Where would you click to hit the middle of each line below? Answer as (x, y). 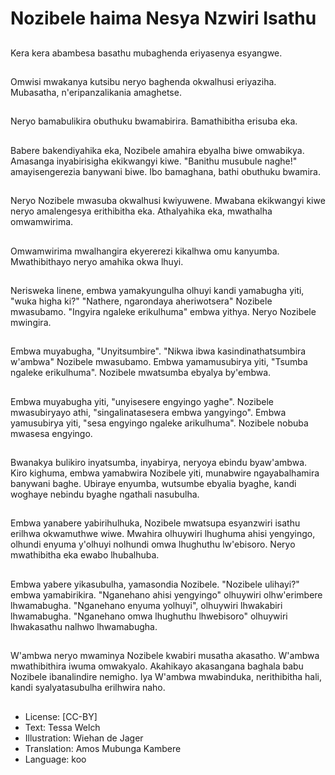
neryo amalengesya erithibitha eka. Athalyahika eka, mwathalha (141, 211)
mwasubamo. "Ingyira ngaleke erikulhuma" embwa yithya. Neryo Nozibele (163, 311)
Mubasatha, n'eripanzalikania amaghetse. (96, 92)
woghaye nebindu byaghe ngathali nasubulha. (105, 494)
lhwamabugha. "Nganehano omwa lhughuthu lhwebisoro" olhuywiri (149, 616)
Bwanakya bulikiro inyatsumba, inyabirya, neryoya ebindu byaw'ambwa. (159, 463)
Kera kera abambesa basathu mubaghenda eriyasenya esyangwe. (146, 53)
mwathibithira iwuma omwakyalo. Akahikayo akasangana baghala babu (157, 666)
